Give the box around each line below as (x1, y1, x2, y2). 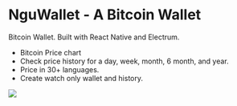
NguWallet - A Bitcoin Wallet (8, 6, 202, 24)
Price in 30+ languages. (19, 64, 100, 74)
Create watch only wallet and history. (19, 73, 143, 83)
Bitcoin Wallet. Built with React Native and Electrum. (8, 32, 180, 42)
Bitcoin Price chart (19, 47, 82, 57)
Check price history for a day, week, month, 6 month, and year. (19, 56, 229, 66)
